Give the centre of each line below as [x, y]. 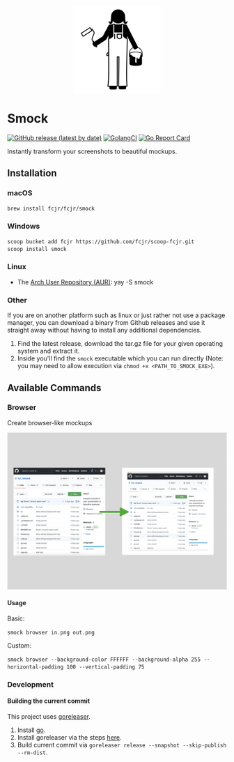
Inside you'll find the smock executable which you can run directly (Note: [120, 358]
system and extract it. [48, 351]
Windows [24, 227]
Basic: [16, 618]
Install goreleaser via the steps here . [69, 737]
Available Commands [54, 388]
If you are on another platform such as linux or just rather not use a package [116, 315]
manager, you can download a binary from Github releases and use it [106, 323]
